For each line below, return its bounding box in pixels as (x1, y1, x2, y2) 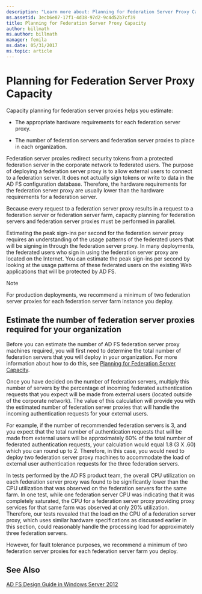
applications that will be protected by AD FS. (6, 268, 117, 275)
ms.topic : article (6, 48, 52, 54)
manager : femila (6, 37, 47, 43)
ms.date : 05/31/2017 (6, 43, 58, 49)
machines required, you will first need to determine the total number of (6, 347, 182, 354)
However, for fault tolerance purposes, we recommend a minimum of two (6, 541, 188, 548)
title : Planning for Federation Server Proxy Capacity (6, 20, 147, 26)
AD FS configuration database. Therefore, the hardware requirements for (6, 180, 187, 188)
